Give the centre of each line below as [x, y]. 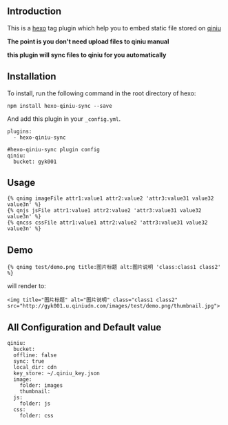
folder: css [37, 416]
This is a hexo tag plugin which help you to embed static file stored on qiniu [114, 28]
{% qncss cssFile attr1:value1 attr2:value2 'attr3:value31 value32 [107, 223]
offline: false [35, 355]
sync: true [29, 361]
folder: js [35, 404]
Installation [32, 76]
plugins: [20, 131]
